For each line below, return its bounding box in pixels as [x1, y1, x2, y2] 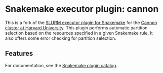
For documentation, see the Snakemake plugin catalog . [5, 62, 118, 68]
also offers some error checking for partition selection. [5, 35, 117, 41]
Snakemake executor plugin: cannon [5, 3, 159, 15]
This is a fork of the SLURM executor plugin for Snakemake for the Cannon [5, 20, 157, 25]
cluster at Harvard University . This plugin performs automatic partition [5, 24, 148, 30]
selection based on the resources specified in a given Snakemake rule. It [5, 30, 153, 36]
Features [5, 49, 33, 58]
